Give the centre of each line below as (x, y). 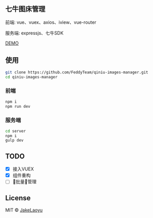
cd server (16, 131)
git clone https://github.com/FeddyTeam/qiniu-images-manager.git (77, 72)
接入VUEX (23, 169)
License (18, 198)
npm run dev (18, 106)
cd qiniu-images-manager (31, 77)
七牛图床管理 (25, 9)
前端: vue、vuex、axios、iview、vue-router (51, 22)
